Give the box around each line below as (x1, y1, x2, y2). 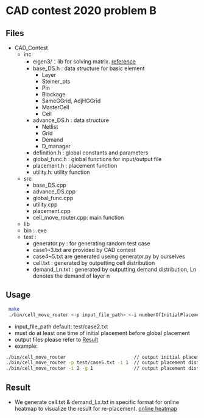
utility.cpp (32, 201, 58, 208)
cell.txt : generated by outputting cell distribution (32, 259, 155, 266)
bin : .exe (23, 227, 47, 234)
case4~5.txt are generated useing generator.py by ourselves (32, 253, 185, 260)
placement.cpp (32, 207, 71, 214)
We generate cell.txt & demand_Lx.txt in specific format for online (14, 398, 180, 406)
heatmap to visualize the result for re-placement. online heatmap (14, 405, 178, 412)
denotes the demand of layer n (32, 272, 110, 279)
